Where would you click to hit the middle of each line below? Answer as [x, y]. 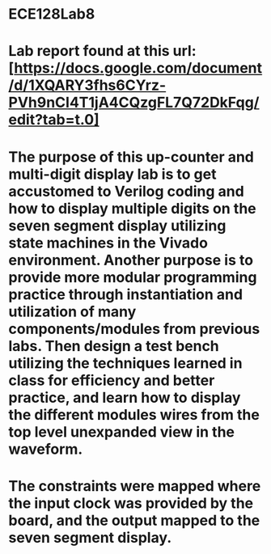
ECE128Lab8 [52, 14]
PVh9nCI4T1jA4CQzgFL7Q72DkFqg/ [134, 103]
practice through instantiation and [126, 294]
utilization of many [72, 311]
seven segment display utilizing [117, 225]
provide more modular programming [133, 277]
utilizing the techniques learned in [125, 363]
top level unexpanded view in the [122, 431]
